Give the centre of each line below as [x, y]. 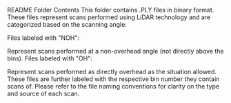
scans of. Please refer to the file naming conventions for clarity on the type [113, 86]
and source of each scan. [43, 93]
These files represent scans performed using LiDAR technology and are [109, 17]
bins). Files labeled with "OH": [50, 58]
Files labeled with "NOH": [43, 38]
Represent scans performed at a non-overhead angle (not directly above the [115, 51]
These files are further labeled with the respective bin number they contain [113, 79]
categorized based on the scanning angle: [67, 24]
